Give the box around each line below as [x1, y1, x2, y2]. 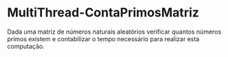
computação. [7, 42, 45, 50]
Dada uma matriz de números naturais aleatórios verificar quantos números [7, 27, 222, 36]
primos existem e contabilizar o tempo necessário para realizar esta [7, 34, 200, 43]
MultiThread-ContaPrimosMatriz [7, 5, 200, 21]
